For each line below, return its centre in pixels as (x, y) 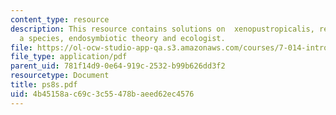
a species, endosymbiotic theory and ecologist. (122, 38)
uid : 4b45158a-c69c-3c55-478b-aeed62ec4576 (102, 94)
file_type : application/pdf (69, 57)
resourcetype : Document (60, 76)
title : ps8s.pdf (44, 85)
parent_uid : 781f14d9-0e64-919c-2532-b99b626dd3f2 (118, 66)
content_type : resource (60, 19)
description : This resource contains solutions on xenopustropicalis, (162, 29)
